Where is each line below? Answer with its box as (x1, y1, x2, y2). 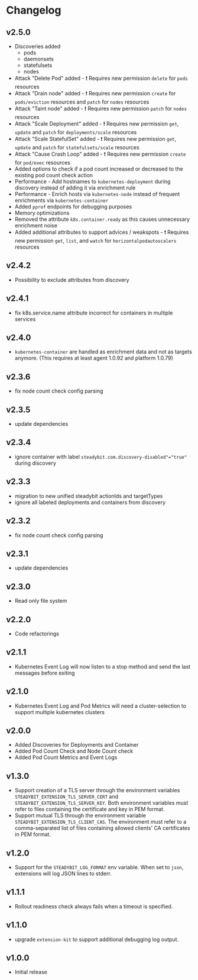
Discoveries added (14, 43, 61, 50)
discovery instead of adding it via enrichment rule (14, 184, 136, 191)
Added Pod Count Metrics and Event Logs (14, 754, 118, 761)
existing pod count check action (14, 172, 93, 178)
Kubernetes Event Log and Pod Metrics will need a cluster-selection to (14, 702, 187, 709)
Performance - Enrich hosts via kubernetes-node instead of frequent (14, 191, 180, 197)
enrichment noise (14, 222, 58, 229)
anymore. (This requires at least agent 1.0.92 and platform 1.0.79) (14, 355, 173, 362)
